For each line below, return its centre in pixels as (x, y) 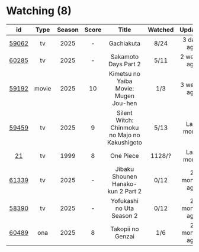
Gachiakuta (125, 43)
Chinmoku (125, 127)
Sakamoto (125, 56)
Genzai (125, 236)
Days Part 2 (125, 64)
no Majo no (125, 135)
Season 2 (125, 215)
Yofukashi (124, 201)
